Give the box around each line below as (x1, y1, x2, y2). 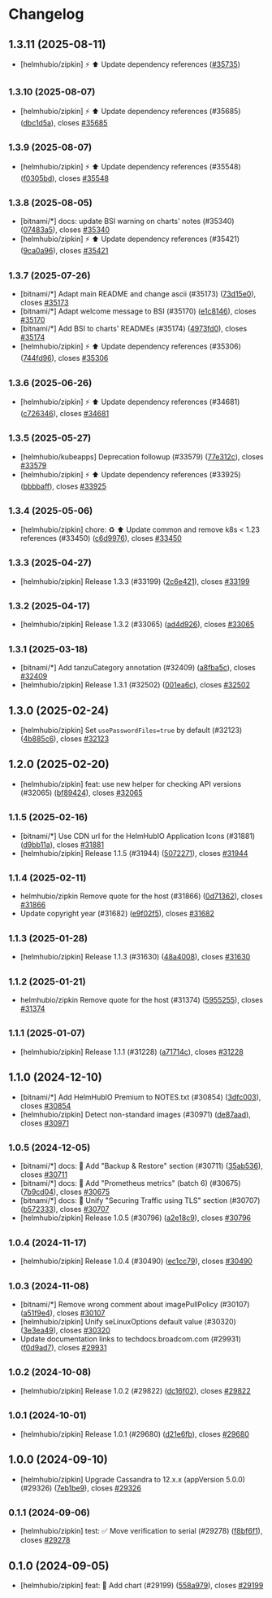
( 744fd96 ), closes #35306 (19, 353, 109, 363)
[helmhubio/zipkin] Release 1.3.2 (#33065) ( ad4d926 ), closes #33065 (19, 620, 255, 630)
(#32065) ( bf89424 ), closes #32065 (19, 788, 144, 797)
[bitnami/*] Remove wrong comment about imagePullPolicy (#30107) (19, 1300, 250, 1310)
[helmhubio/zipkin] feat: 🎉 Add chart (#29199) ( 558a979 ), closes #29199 (19, 1581, 264, 1591)
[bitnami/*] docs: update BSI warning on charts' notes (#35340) (19, 217, 235, 226)
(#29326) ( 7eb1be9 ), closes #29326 (19, 1483, 142, 1493)
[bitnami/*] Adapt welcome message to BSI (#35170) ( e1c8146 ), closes (19, 306, 257, 316)
